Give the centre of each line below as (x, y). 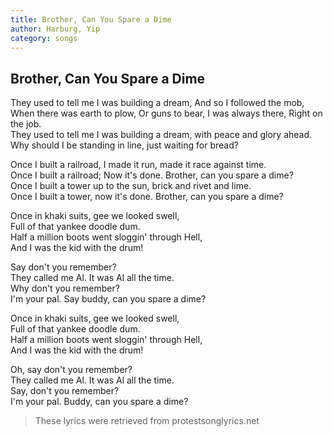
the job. (26, 124)
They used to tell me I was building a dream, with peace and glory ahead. (161, 135)
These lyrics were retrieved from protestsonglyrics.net (147, 421)
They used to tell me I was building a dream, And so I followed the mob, (157, 103)
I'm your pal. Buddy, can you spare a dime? (99, 402)
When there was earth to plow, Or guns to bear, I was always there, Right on (166, 113)
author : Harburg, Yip (55, 29)
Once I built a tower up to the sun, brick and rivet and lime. (131, 186)
